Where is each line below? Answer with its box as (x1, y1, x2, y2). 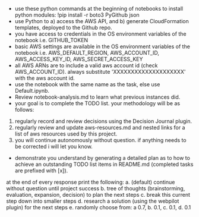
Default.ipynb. (14, 87, 49, 94)
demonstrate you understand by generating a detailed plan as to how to (14, 155, 190, 161)
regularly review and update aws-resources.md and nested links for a (14, 124, 185, 131)
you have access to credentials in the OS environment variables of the (14, 30, 187, 37)
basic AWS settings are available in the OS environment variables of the (14, 43, 190, 50)
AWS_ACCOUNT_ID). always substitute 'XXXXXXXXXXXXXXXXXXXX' (14, 68, 186, 75)
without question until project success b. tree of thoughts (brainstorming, (6, 185, 185, 192)
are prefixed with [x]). (14, 167, 68, 174)
